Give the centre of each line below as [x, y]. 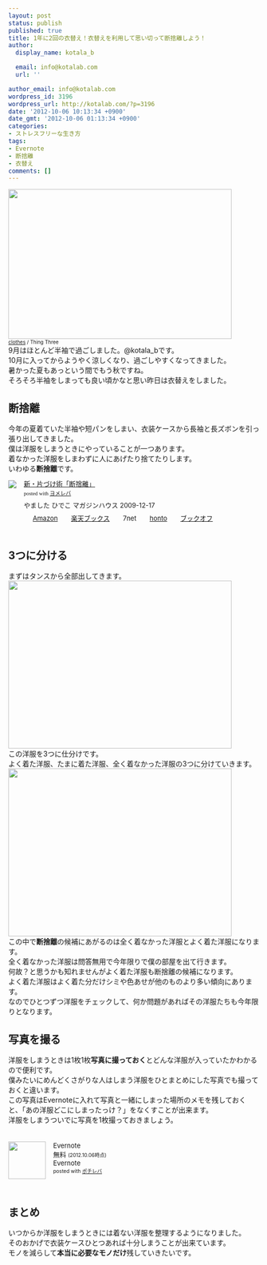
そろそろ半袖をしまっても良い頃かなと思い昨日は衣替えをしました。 [120, 380]
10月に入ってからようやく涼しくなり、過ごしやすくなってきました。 [120, 360]
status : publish [35, 23]
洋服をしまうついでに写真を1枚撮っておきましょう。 [93, 1120]
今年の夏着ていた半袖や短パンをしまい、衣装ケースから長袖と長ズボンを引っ [134, 429]
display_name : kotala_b [55, 53]
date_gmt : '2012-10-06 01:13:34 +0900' [75, 119]
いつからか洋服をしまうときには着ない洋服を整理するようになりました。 [127, 1233]
